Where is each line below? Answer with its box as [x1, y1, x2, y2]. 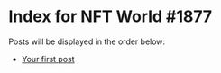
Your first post [21, 53, 75, 64]
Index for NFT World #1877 [8, 6, 213, 27]
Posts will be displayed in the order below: [8, 36, 166, 47]
